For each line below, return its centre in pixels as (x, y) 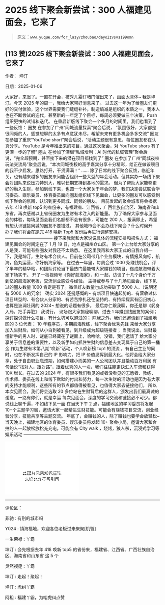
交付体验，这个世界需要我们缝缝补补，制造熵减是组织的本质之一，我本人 (87, 109)
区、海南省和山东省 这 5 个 (32, 555)
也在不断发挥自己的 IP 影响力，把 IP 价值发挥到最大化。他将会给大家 (82, 355)
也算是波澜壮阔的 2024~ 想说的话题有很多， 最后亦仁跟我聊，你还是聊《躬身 (82, 305)
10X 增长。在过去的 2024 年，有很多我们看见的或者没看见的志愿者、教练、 (81, 373)
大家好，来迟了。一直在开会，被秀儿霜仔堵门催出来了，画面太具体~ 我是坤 (80, 97)
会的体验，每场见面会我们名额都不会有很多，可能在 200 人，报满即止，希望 (82, 220)
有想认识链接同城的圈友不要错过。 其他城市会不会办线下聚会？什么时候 (77, 225)
